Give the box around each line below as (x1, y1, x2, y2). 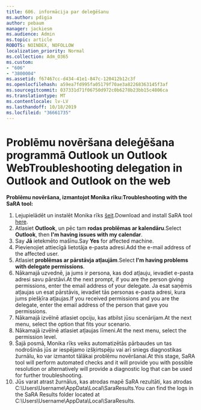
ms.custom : (6, 59, 34, 65)
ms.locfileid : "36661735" (6, 110, 71, 116)
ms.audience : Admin (6, 31, 55, 37)
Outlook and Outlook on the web (6, 174, 171, 187)
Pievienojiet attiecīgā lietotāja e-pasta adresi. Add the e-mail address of (14, 244, 191, 251)
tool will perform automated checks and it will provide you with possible (14, 359, 193, 366)
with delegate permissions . (14, 263, 85, 270)
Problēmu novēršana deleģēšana (6, 135, 175, 149)
